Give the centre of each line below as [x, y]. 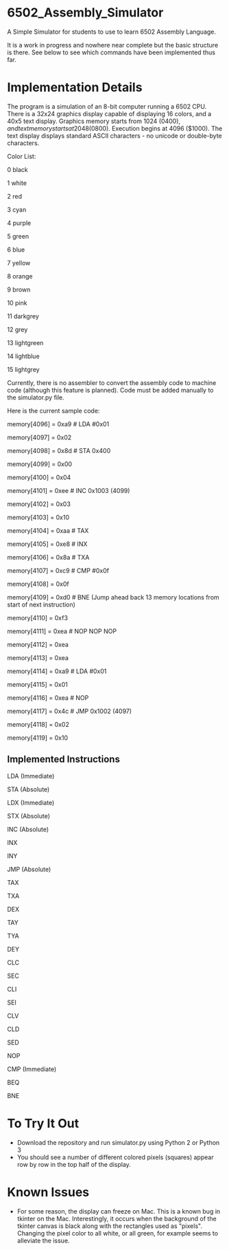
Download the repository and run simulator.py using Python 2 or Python [118, 1142]
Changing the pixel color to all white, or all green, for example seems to [117, 1233]
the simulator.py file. [36, 397]
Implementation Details [75, 88]
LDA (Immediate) [31, 776]
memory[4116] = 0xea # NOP [48, 698]
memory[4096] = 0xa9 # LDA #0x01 [58, 424]
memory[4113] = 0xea [38, 657]
